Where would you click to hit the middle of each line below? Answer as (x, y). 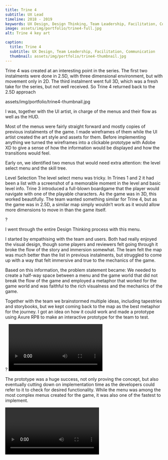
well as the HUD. (22, 116)
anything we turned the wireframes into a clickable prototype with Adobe (80, 142)
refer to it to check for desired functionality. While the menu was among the (83, 390)
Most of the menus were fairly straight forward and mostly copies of (75, 126)
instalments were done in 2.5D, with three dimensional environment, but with (84, 76)
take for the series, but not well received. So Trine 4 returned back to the (80, 86)
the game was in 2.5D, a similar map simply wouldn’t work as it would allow (82, 204)
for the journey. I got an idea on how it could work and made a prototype (80, 312)
